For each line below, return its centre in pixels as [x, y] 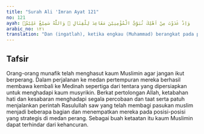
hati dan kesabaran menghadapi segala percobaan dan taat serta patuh [96, 99]
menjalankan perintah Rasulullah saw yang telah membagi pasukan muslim [100, 105]
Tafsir [18, 59]
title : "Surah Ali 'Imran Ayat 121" [53, 12]
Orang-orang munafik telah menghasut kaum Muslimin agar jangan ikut [95, 73]
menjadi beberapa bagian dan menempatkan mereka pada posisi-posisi [96, 112]
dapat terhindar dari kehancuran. [48, 124]
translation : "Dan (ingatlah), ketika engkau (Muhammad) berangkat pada [100, 34]
